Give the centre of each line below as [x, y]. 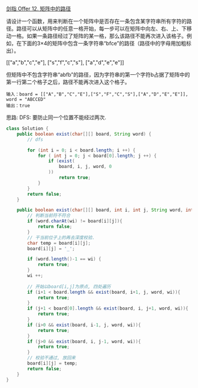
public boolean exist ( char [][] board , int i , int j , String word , [100, 210]
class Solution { [27, 129]
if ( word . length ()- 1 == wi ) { [64, 259]
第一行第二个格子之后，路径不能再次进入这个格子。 [68, 82]
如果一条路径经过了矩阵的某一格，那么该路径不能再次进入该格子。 [106, 36]
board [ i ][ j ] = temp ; [52, 363]
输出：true [18, 106]
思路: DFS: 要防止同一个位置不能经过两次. [56, 117]
